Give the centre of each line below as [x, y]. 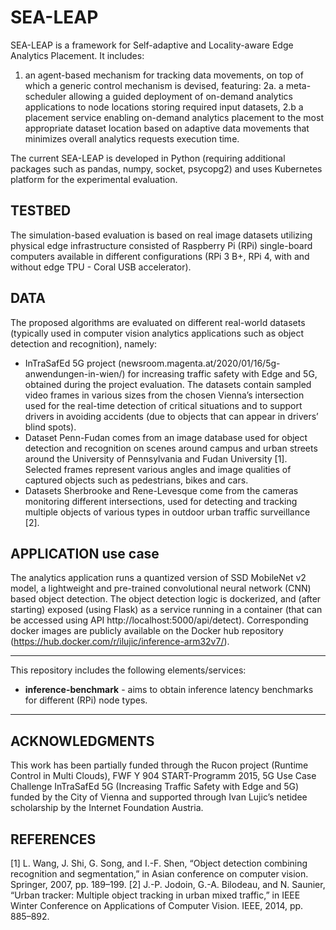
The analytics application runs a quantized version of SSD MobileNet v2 [158, 578]
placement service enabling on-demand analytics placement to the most [174, 117]
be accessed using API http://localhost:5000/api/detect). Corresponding [159, 620]
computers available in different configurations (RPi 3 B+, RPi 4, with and [160, 256]
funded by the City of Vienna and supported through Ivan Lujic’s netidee [159, 797]
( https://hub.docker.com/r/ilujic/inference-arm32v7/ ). [120, 642]
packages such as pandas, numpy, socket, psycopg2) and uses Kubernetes [166, 168]
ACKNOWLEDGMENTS [82, 741]
